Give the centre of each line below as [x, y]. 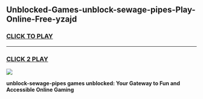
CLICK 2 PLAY [27, 59]
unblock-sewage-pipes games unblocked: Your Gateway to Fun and [93, 83]
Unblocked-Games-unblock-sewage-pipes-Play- [101, 10]
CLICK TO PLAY [30, 37]
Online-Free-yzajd [42, 19]
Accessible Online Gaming [40, 89]
